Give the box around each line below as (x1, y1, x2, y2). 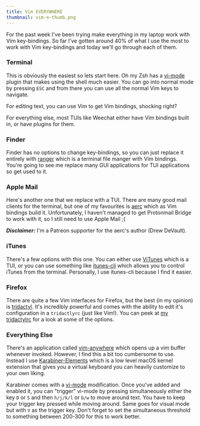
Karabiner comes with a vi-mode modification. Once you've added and (6, 381, 181, 388)
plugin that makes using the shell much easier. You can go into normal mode (6, 78, 194, 85)
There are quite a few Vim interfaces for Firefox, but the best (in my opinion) (6, 296, 193, 304)
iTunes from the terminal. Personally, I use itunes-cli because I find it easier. (6, 268, 193, 275)
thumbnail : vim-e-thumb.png (6, 14, 76, 20)
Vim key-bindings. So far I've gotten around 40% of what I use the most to (6, 37, 189, 44)
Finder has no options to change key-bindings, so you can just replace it (6, 149, 184, 156)
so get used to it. (6, 168, 48, 175)
